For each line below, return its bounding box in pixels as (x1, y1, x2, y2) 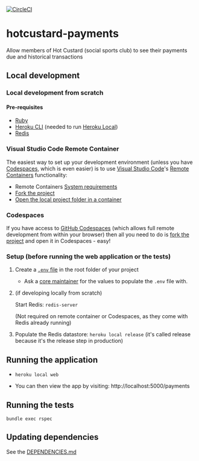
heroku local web (14, 372, 59, 378)
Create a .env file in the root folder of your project (14, 266, 139, 274)
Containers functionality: (6, 171, 68, 178)
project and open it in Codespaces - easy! (6, 237, 111, 245)
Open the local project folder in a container (14, 196, 122, 203)
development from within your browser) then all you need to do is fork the (6, 231, 190, 238)
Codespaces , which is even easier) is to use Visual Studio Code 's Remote (6, 165, 189, 172)
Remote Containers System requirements (14, 183, 118, 190)
